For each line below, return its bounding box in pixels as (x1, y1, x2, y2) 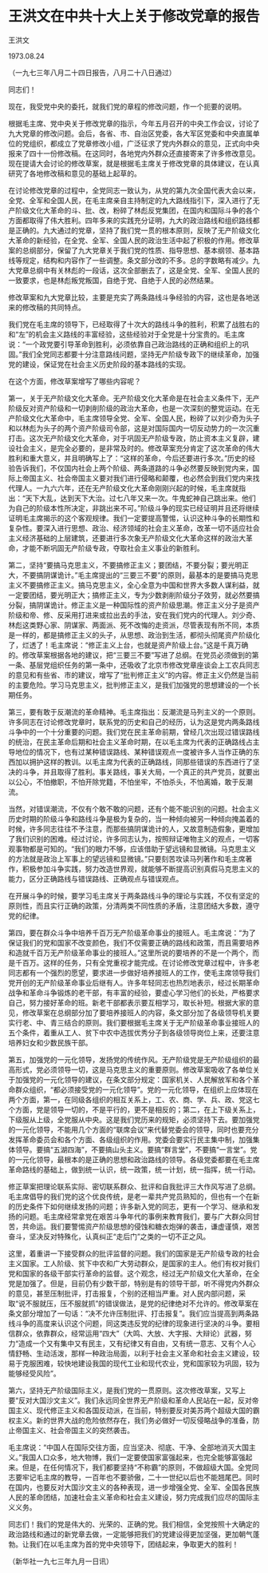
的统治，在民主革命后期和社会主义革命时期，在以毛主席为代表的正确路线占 (8, 737, 253, 747)
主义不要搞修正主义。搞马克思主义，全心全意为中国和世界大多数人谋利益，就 (8, 580, 260, 590)
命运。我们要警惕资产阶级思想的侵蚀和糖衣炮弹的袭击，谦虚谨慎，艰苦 (29, 1221, 260, 1231)
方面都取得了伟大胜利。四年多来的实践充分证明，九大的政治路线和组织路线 (8, 215, 253, 225)
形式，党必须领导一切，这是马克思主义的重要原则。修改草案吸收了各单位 (14, 1065, 253, 1074)
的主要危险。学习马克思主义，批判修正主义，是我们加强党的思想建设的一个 (8, 680, 253, 690)
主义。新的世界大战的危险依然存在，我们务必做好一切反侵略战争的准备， (14, 1416, 253, 1425)
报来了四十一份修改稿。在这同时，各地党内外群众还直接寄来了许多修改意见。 (8, 149, 260, 158)
